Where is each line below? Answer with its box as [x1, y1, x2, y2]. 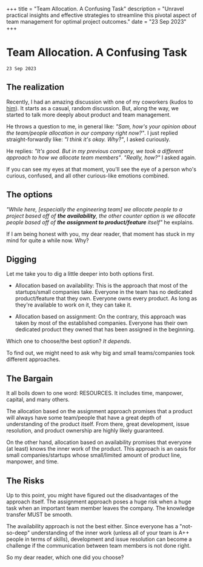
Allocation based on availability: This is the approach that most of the [15, 282, 188, 290]
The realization [6, 82, 65, 93]
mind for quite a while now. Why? [6, 236, 89, 244]
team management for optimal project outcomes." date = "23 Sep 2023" [6, 18, 187, 25]
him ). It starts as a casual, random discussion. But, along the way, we [6, 104, 179, 111]
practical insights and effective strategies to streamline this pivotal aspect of [6, 12, 197, 19]
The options [6, 190, 53, 200]
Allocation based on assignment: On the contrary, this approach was [15, 313, 187, 320]
